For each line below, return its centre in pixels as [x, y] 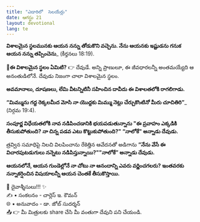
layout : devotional [31, 23]
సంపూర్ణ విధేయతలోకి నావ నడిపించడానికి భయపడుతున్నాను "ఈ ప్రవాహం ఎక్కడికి [92, 124]
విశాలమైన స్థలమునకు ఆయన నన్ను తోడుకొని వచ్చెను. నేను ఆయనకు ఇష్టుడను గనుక [94, 46]
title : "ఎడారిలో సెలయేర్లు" [37, 12]
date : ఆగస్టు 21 [24, 17]
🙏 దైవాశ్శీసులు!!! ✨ [27, 187]
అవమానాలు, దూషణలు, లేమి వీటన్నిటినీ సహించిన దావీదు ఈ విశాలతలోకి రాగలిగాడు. [95, 89]
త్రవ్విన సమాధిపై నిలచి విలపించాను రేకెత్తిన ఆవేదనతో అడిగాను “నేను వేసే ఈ [86, 145]
